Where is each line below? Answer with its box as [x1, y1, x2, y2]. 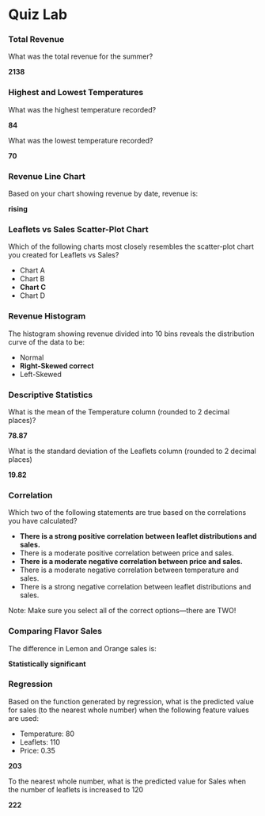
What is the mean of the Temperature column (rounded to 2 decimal [8, 406, 230, 417]
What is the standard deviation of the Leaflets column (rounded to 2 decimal [8, 446, 257, 456]
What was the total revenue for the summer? [8, 51, 153, 61]
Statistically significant [8, 659, 86, 669]
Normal [19, 353, 44, 362]
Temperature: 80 [19, 729, 75, 738]
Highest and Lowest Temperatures [8, 87, 144, 98]
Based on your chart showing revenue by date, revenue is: [8, 189, 199, 199]
